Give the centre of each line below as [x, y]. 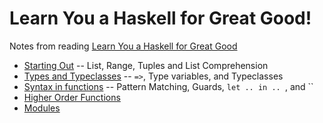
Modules [42, 108]
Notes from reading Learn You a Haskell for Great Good [123, 46]
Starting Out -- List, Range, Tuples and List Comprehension [146, 65]
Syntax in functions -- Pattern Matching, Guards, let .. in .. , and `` [168, 86]
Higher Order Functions [72, 97]
